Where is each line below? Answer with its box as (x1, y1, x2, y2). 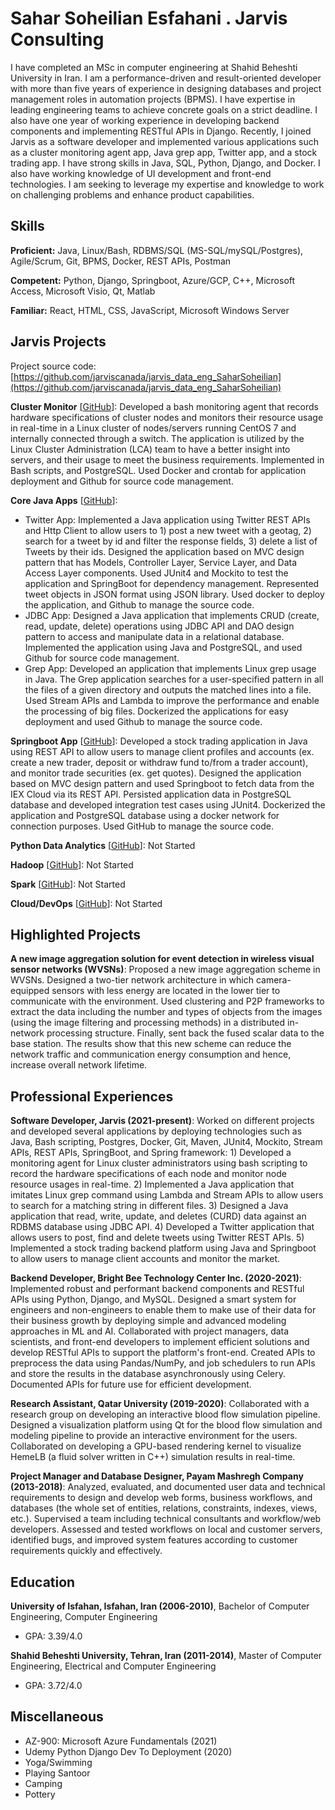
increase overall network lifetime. (10, 1059, 148, 1071)
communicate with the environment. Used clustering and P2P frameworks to (10, 995, 325, 1007)
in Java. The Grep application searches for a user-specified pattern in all (24, 673, 324, 685)
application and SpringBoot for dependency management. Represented (24, 577, 320, 589)
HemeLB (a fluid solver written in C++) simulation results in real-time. (10, 1451, 296, 1463)
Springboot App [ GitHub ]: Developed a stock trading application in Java (10, 735, 308, 747)
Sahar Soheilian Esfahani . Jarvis (10, 7, 288, 30)
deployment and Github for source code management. (10, 475, 234, 487)
